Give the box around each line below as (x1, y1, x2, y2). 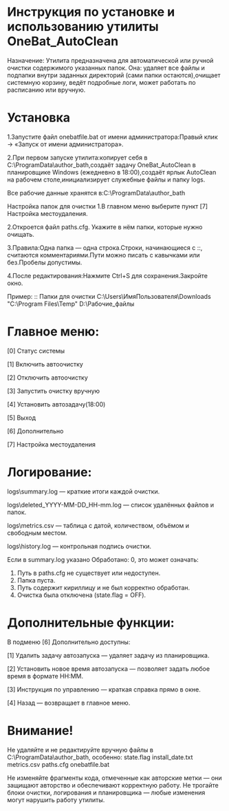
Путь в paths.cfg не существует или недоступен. (17, 569, 161, 577)
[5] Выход (7, 413, 36, 422)
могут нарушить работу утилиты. (7, 795, 105, 804)
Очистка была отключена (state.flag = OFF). (17, 591, 146, 599)
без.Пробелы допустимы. (7, 258, 83, 266)
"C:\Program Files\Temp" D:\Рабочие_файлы (7, 300, 135, 308)
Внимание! (7, 723, 74, 739)
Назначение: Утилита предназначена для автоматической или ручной (7, 56, 214, 64)
